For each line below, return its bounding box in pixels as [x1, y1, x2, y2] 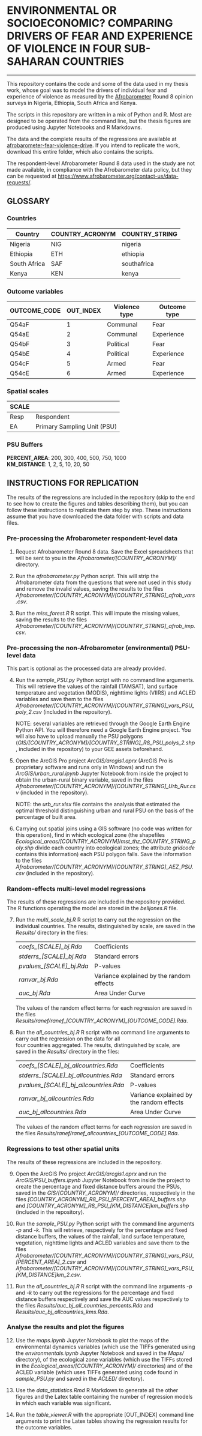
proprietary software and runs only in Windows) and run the [15, 763, 164, 770]
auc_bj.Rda [18, 989, 50, 997]
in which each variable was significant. [15, 1399, 111, 1407]
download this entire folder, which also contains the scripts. [7, 148, 154, 155]
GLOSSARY [7, 196, 50, 207]
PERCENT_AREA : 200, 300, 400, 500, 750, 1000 [7, 454, 126, 461]
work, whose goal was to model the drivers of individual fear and [7, 86, 167, 94]
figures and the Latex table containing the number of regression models [15, 1393, 193, 1400]
